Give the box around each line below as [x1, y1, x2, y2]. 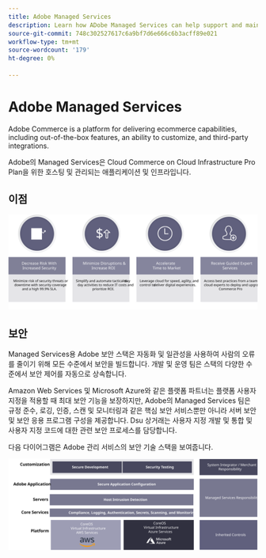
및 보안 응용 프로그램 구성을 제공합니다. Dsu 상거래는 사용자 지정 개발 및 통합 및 [8, 416, 253, 425]
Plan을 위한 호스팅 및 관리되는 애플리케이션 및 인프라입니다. [8, 167, 192, 177]
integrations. [8, 141, 50, 150]
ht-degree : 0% [8, 55, 55, 63]
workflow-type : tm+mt [8, 38, 80, 46]
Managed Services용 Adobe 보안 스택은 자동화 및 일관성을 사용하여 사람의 [8, 349, 241, 359]
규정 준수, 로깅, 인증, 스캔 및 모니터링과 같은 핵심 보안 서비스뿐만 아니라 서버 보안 [8, 406, 257, 416]
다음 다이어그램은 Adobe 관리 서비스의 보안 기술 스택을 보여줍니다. [8, 442, 214, 452]
